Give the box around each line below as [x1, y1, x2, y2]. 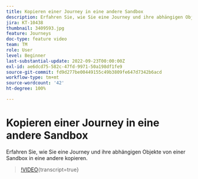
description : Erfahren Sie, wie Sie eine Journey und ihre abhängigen [6, 14, 183, 20]
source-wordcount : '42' [6, 80, 65, 86]
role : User [6, 47, 33, 53]
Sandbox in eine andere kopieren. [6, 154, 88, 161]
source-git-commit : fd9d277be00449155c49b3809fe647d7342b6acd [6, 69, 162, 75]
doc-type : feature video [6, 36, 67, 42]
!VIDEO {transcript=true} [20, 166, 80, 173]
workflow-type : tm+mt [6, 74, 60, 80]
